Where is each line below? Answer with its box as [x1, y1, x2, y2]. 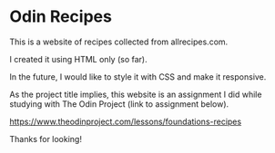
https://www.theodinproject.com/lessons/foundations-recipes [9, 116, 242, 127]
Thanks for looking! [9, 133, 82, 144]
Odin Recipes [9, 6, 112, 27]
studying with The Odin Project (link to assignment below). [9, 98, 229, 110]
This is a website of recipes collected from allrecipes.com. [9, 36, 229, 47]
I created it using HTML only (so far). [9, 53, 148, 64]
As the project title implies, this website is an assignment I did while [9, 89, 262, 100]
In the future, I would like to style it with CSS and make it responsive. [9, 71, 267, 82]
